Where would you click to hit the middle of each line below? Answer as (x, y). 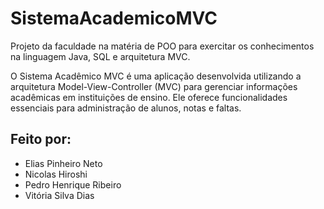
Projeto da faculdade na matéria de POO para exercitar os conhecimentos (162, 46)
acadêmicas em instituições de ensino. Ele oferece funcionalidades (149, 97)
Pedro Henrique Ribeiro (73, 184)
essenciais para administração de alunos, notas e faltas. (126, 108)
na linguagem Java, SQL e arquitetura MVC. (100, 56)
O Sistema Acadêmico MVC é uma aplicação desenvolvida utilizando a (156, 76)
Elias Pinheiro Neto (63, 163)
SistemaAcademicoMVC (114, 18)
